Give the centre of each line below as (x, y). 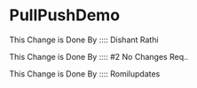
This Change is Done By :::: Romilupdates (85, 73)
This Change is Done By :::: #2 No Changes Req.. (99, 56)
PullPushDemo (65, 15)
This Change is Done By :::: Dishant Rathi (84, 40)
